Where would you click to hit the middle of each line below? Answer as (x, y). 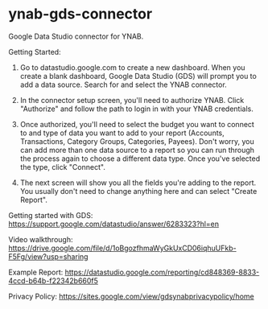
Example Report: (36, 272)
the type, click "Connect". (63, 167)
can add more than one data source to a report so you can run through (137, 150)
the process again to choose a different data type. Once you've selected (140, 159)
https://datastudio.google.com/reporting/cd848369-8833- (162, 272)
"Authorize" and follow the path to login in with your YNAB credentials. (136, 109)
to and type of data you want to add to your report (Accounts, (122, 133)
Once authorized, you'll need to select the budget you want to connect (137, 124)
